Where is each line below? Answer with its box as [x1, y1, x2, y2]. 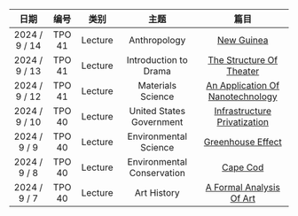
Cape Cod [221, 161, 264, 174]
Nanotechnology [208, 90, 278, 103]
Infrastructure [214, 105, 272, 117]
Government [131, 116, 184, 127]
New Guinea [216, 35, 269, 46]
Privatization [216, 116, 269, 127]
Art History [134, 187, 180, 198]
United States [129, 105, 186, 117]
